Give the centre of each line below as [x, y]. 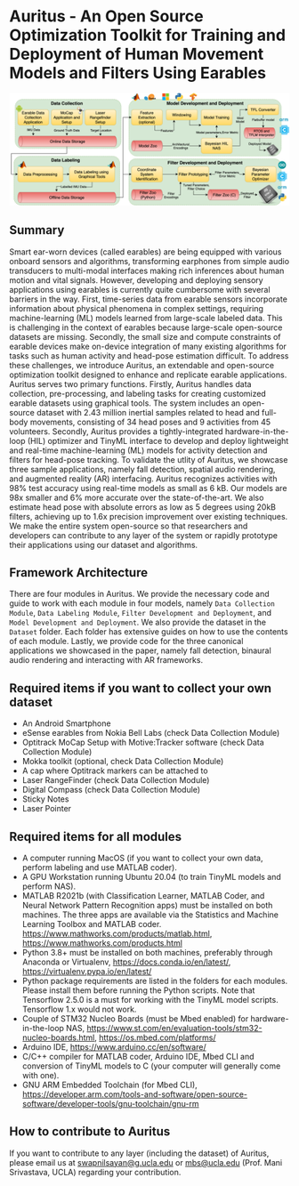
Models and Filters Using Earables [138, 73]
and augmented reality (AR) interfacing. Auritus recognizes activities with [143, 479]
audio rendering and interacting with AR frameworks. [106, 660]
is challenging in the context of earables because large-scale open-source [146, 327]
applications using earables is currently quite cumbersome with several [140, 289]
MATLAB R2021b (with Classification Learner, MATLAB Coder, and [143, 895]
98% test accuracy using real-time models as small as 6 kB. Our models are [148, 488]
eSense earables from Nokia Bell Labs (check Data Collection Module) [151, 733]
